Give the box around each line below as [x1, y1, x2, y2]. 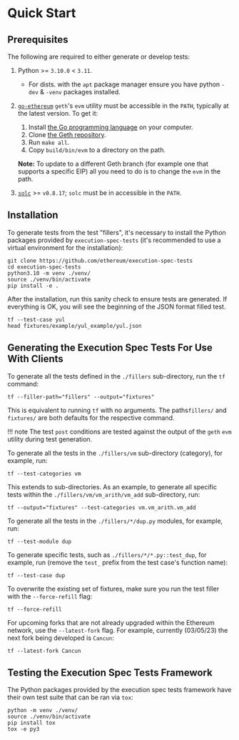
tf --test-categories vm [7, 470, 81, 477]
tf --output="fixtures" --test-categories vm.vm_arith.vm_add [7, 504, 196, 511]
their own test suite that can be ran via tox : [7, 693, 133, 701]
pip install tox [7, 719, 56, 726]
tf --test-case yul [7, 316, 66, 323]
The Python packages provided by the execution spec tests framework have [7, 686, 232, 694]
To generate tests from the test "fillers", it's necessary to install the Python [7, 228, 226, 236]
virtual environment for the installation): [7, 243, 123, 251]
